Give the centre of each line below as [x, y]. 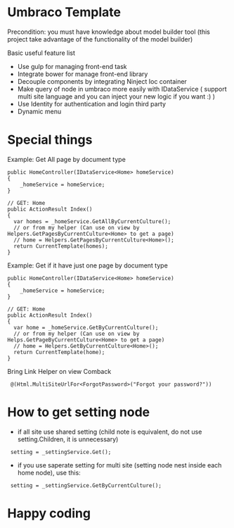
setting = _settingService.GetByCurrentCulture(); [86, 485]
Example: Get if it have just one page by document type [88, 265]
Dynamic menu [39, 111]
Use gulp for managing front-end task [72, 66]
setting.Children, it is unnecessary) [68, 439]
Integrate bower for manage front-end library [83, 74]
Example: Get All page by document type [67, 159]
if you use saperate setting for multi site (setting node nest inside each [119, 465]
